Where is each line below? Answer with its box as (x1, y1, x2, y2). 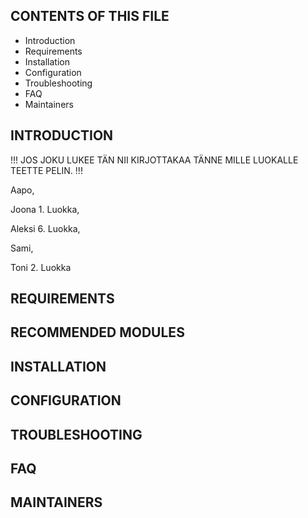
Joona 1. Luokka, (10, 203, 80, 215)
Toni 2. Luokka (10, 261, 72, 273)
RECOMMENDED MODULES (10, 324, 185, 341)
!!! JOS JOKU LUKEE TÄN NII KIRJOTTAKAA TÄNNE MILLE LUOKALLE (10, 154, 299, 166)
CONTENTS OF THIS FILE (10, 8, 170, 25)
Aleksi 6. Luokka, (10, 222, 81, 234)
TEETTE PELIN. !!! (10, 164, 83, 176)
